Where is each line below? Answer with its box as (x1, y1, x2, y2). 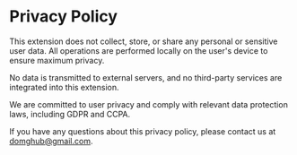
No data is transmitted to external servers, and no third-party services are (9, 72, 283, 82)
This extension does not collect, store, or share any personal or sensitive (9, 36, 278, 47)
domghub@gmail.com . (9, 135, 93, 146)
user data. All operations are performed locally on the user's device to (9, 45, 268, 56)
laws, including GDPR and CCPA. (9, 108, 131, 119)
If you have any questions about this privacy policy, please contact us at (9, 125, 276, 136)
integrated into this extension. (9, 82, 119, 92)
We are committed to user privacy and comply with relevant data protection (9, 99, 289, 109)
